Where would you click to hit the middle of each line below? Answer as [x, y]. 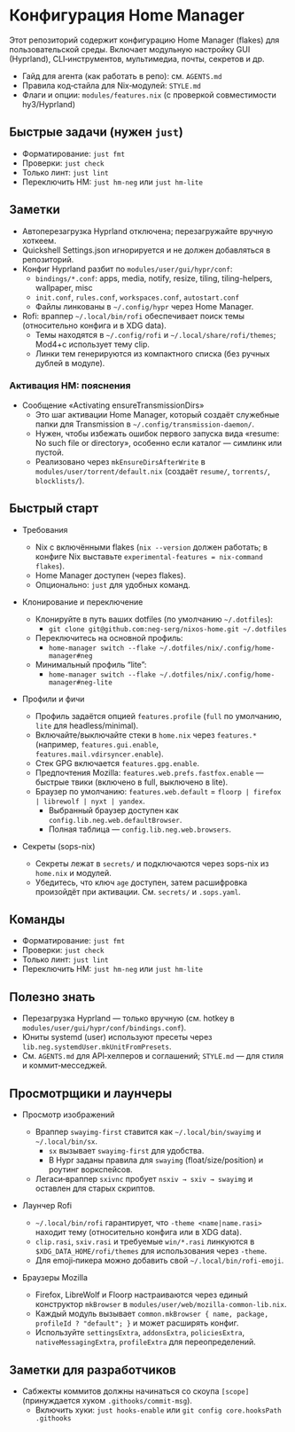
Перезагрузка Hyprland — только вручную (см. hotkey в [128, 1018]
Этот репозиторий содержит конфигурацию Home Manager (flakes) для [144, 40]
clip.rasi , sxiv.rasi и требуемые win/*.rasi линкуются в [145, 1241]
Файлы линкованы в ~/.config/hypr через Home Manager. [144, 306]
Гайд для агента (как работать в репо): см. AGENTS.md [122, 75]
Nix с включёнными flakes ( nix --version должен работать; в [151, 547]
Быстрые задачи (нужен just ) [97, 133]
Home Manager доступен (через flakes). [110, 575]
